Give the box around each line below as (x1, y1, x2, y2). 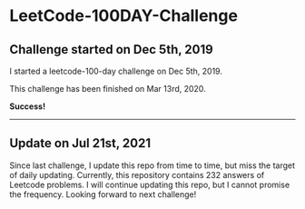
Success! (9, 101, 46, 112)
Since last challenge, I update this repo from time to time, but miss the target (9, 160, 296, 171)
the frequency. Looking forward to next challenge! (9, 188, 197, 200)
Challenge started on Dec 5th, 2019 (9, 42, 213, 57)
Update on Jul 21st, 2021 (9, 135, 152, 151)
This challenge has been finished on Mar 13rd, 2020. (9, 84, 206, 94)
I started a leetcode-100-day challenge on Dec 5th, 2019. (9, 65, 222, 76)
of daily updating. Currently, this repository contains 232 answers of (9, 169, 265, 180)
